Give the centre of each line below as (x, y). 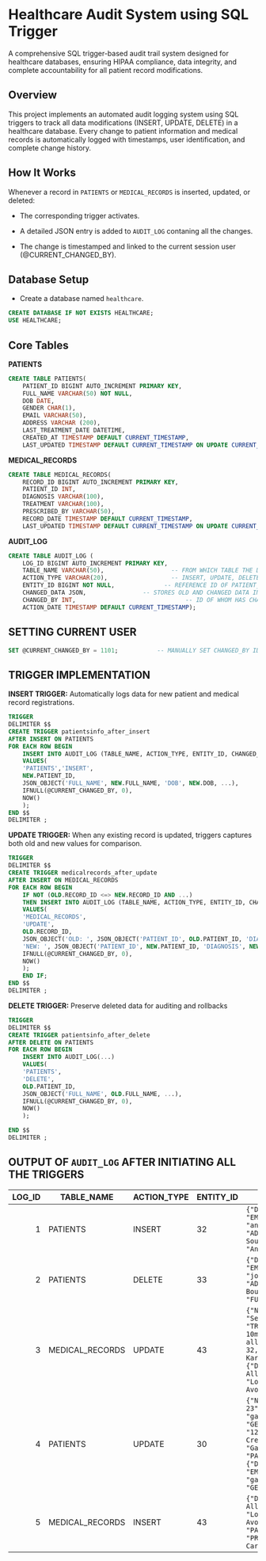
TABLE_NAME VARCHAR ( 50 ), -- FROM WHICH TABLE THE (138, 571)
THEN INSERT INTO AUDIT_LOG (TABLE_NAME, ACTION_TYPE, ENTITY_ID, (134, 902)
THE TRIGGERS (46, 1175)
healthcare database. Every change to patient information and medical (123, 131)
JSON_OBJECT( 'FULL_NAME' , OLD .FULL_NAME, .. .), (102, 1094)
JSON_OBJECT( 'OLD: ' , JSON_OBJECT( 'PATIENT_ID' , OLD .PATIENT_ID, (133, 939)
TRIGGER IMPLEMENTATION (79, 675)
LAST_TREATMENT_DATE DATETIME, (74, 430)
